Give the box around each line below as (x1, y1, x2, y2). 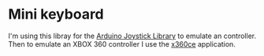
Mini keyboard (8, 5, 104, 23)
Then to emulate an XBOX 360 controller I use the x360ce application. (8, 39, 236, 48)
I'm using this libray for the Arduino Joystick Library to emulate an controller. (8, 31, 257, 40)
